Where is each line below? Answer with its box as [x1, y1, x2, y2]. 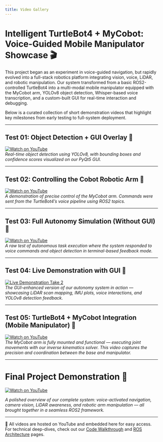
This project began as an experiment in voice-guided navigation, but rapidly [5, 69, 157, 75]
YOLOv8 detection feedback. [5, 295, 63, 301]
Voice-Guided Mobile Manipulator [5, 38, 145, 49]
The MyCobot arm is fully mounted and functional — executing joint [5, 339, 141, 345]
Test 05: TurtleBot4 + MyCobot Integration [5, 314, 137, 322]
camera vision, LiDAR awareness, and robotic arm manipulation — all [5, 402, 145, 407]
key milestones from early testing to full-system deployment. [5, 115, 127, 121]
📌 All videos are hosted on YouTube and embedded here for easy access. [5, 421, 152, 427]
